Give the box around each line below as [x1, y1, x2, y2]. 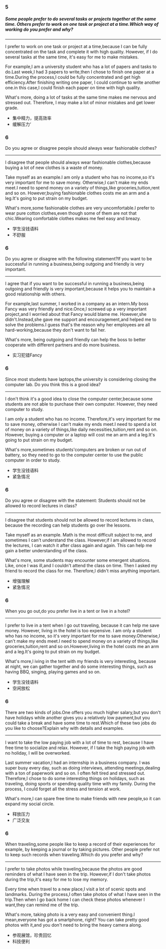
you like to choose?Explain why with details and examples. [5, 725, 124, 731]
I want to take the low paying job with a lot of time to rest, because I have [5, 739, 154, 745]
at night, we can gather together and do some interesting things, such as [5, 663, 153, 670]
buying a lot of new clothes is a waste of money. [5, 165, 104, 171]
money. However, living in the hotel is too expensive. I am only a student [5, 628, 152, 634]
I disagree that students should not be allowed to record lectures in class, [5, 517, 155, 523]
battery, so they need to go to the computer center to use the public [5, 452, 143, 458]
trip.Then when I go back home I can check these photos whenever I [5, 896, 145, 902]
